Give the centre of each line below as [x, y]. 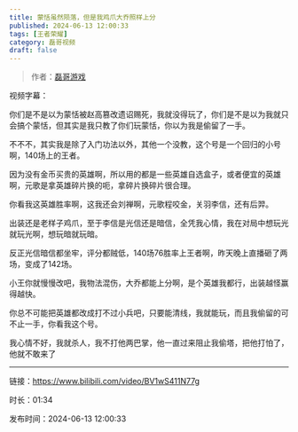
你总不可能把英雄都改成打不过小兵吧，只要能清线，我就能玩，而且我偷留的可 [149, 313]
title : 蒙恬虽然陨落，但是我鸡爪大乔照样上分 [83, 17]
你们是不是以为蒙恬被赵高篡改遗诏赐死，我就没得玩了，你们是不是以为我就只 [149, 114]
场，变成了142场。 [43, 264]
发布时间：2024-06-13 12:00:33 [68, 419]
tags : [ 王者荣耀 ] [39, 34]
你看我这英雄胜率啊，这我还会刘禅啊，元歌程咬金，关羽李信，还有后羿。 [141, 204]
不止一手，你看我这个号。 [56, 324]
